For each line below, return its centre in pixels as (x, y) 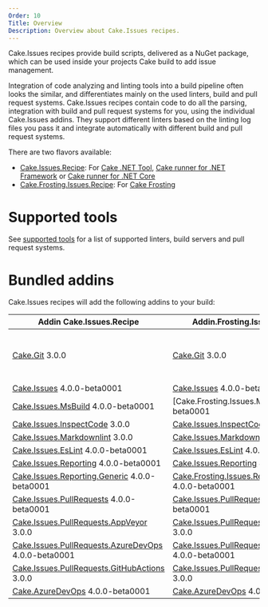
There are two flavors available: (60, 152)
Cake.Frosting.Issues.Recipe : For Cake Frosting (97, 185)
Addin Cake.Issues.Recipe (89, 322)
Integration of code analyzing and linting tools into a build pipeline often (126, 86)
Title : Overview (35, 23)
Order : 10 (25, 16)
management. (31, 70)
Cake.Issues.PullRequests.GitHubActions (89, 569)
